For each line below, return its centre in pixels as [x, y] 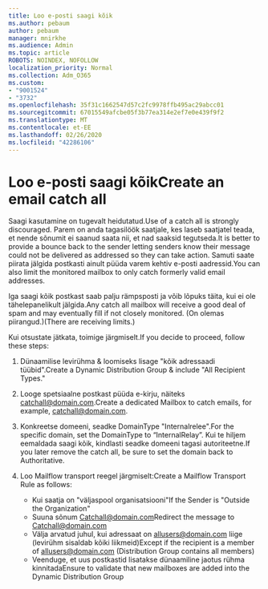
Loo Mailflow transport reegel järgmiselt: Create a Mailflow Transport [133, 476]
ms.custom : [26, 83]
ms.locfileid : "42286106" [51, 142]
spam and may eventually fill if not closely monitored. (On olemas [116, 313]
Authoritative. [43, 461]
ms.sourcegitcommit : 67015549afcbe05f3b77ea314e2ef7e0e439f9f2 [116, 113]
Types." [32, 378]
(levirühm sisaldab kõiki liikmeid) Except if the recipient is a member [143, 543]
